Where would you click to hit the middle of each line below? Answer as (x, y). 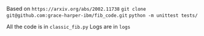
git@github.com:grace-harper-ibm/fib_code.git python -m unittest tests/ (102, 16)
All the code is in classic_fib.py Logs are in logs (69, 27)
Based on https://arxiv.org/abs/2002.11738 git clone (76, 9)
